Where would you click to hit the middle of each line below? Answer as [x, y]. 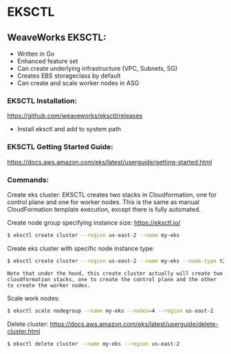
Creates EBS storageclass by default [69, 76]
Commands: [28, 179]
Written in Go [36, 54]
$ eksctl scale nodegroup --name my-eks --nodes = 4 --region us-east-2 [110, 311]
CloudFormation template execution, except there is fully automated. [104, 209]
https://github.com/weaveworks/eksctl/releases [75, 116]
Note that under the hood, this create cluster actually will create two [115, 273]
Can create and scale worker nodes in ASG [78, 83]
